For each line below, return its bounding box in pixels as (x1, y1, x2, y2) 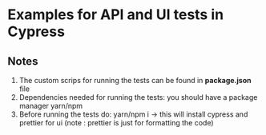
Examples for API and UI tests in (7, 6, 224, 24)
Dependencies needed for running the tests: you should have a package (18, 93, 258, 101)
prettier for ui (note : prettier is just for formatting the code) (18, 118, 214, 127)
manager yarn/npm (18, 101, 83, 110)
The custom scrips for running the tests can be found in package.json (18, 76, 252, 85)
